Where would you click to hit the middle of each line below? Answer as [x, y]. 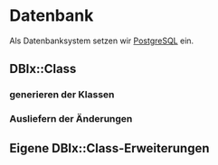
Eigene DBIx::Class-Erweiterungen [109, 148]
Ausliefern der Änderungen [71, 119]
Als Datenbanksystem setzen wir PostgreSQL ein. [102, 41]
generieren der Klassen [62, 95]
